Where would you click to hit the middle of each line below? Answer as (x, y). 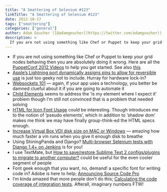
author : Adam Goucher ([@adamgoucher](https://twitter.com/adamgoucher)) (84, 33)
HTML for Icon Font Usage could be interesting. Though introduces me (85, 109)
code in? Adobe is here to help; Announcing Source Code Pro (76, 173)
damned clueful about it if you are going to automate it (68, 88)
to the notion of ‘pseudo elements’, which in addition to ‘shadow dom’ (84, 115)
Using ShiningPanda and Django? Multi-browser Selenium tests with (82, 141)
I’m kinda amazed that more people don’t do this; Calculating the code (85, 178)
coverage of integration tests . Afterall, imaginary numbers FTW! (78, 184)
